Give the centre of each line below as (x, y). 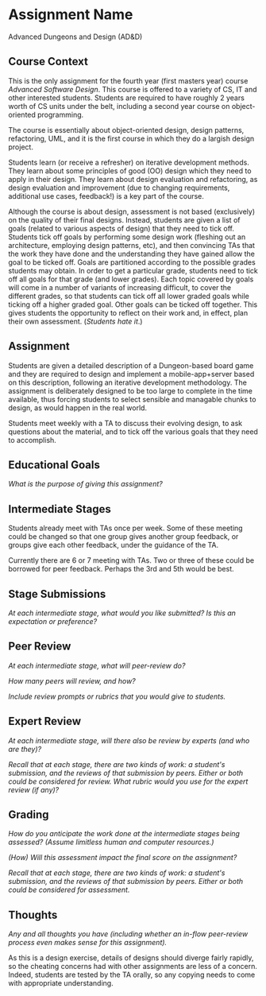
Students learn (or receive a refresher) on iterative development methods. (129, 162)
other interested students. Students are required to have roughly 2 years (126, 98)
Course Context (48, 62)
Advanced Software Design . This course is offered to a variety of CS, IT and (133, 89)
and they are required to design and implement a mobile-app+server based (131, 374)
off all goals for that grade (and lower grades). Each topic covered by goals (131, 279)
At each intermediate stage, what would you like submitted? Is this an (122, 613)
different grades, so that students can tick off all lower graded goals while (129, 296)
